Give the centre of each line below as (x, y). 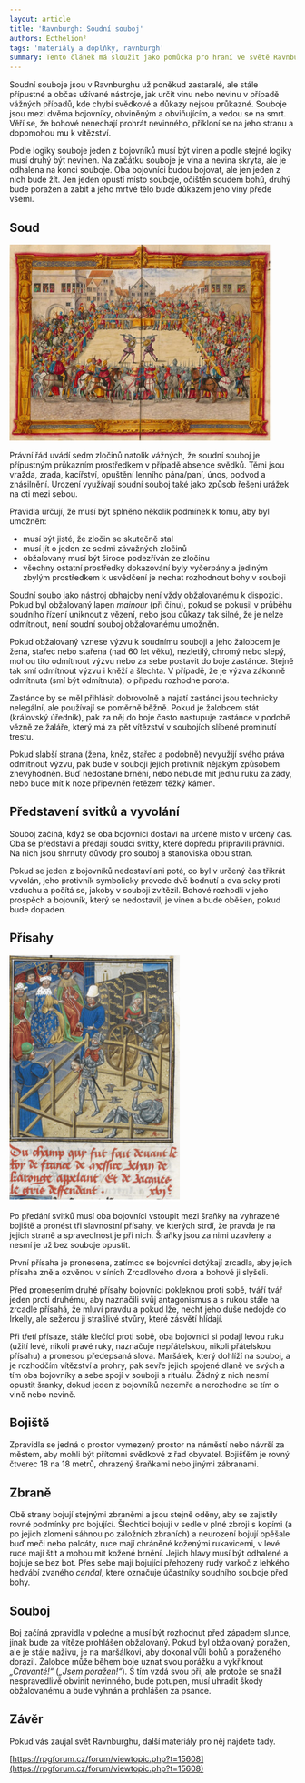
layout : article (40, 19)
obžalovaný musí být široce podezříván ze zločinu (116, 558)
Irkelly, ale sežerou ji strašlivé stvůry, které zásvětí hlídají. (117, 1318)
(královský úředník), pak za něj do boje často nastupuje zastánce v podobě (150, 717)
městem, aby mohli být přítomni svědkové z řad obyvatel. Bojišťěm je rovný (150, 1455)
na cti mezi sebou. (44, 494)
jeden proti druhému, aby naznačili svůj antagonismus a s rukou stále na (144, 1299)
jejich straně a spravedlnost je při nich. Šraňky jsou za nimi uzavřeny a (141, 1235)
